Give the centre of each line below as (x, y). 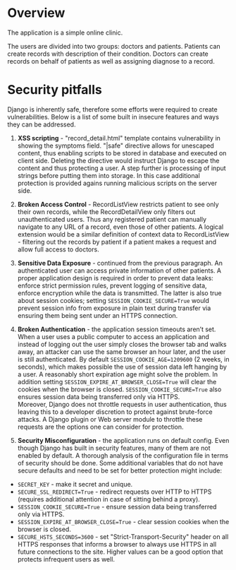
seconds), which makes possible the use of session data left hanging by (122, 367)
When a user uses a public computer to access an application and (113, 336)
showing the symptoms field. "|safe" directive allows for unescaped (116, 146)
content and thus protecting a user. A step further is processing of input (122, 168)
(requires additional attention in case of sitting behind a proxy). (109, 499)
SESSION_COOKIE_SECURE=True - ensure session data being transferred (117, 506)
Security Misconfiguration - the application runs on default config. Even (123, 440)
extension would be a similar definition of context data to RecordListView (123, 234)
